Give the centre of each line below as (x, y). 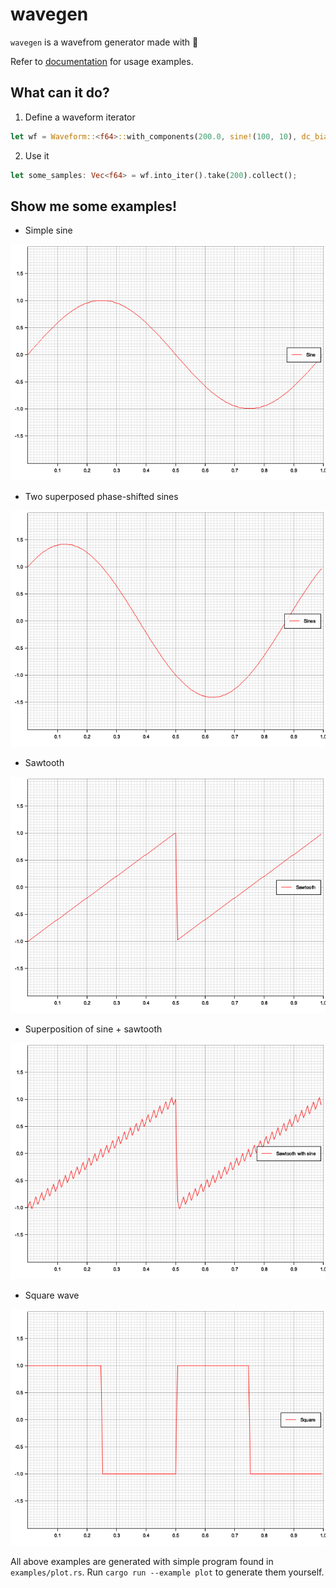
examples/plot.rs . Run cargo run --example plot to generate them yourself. (167, 1572)
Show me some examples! (94, 206)
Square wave (52, 1295)
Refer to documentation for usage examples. (102, 61)
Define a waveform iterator (80, 117)
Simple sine (48, 230)
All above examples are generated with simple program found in (142, 1562)
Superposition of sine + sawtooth (93, 1029)
